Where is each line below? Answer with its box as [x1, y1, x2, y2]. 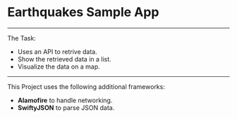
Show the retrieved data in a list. [17, 55, 111, 63]
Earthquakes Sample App [7, 4, 159, 20]
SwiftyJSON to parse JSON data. [17, 103, 115, 112]
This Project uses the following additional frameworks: [7, 82, 166, 91]
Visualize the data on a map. [17, 62, 100, 71]
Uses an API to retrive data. [17, 47, 97, 56]
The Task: [7, 34, 37, 42]
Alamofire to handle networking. [17, 96, 113, 104]
